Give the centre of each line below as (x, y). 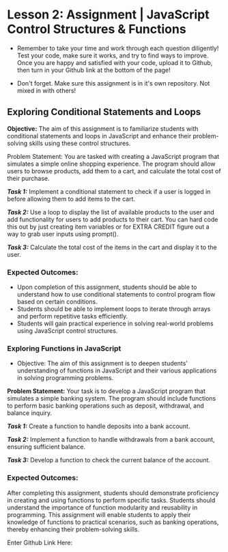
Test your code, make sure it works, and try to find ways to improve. (113, 55)
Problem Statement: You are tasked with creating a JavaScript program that (113, 156)
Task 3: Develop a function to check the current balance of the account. (109, 460)
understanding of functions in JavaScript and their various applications (117, 371)
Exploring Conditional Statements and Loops (104, 112)
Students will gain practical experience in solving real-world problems (115, 324)
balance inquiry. (30, 413)
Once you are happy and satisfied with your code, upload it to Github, (115, 62)
